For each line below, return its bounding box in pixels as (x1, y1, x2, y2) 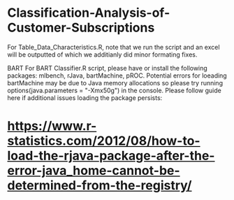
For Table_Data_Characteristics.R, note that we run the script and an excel (7, 43, 220, 51)
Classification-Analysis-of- (7, 5, 170, 21)
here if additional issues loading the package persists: (7, 93, 163, 102)
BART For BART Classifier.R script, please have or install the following (7, 64, 207, 72)
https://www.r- (7, 118, 97, 134)
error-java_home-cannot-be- (7, 163, 180, 179)
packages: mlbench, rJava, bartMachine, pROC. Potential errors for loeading (7, 71, 227, 80)
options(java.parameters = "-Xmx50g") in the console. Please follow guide (7, 86, 221, 94)
